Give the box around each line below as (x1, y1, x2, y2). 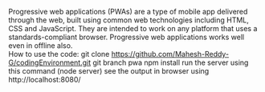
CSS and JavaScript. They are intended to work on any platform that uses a (8, 24, 258, 33)
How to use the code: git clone (8, 50, 110, 58)
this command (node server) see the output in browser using (8, 66, 210, 75)
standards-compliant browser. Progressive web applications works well (8, 32, 245, 42)
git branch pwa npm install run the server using (92, 58, 249, 67)
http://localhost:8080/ (8, 75, 82, 84)
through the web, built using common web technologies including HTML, (8, 15, 249, 25)
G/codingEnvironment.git (8, 58, 92, 67)
